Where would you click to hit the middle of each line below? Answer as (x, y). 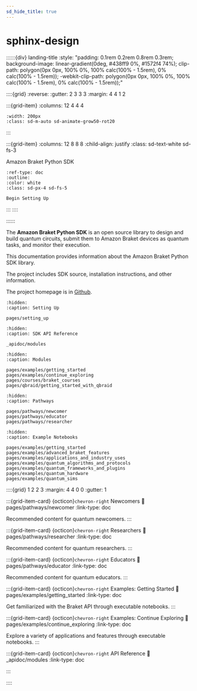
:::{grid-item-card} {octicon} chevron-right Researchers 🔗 (76, 530)
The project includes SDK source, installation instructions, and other (89, 274)
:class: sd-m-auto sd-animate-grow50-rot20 (61, 121)
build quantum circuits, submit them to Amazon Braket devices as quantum (98, 238)
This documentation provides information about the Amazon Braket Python (97, 256)
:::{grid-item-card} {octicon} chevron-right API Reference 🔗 (78, 653)
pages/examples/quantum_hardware (47, 473)
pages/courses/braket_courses (43, 380)
